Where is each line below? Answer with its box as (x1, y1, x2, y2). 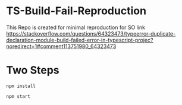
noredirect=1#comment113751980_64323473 (6, 43, 117, 50)
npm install (6, 83, 36, 89)
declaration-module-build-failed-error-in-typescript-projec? (6, 36, 153, 43)
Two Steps (6, 63, 59, 77)
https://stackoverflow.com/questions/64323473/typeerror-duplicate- (6, 30, 176, 37)
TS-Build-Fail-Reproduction (6, 4, 147, 18)
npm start (6, 93, 31, 99)
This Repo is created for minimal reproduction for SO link (6, 24, 146, 31)
